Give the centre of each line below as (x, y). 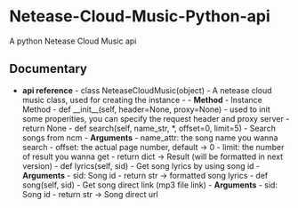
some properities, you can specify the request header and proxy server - (156, 118)
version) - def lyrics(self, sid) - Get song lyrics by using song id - (141, 165)
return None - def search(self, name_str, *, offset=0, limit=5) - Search (149, 128)
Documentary (48, 69)
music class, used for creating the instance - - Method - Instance (142, 100)
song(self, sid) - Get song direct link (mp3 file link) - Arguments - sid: (150, 185)
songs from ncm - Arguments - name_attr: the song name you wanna (150, 137)
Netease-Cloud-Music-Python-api (140, 16)
